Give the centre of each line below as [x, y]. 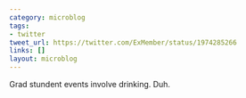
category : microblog [48, 17]
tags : [19, 26]
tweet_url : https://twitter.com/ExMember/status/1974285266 [123, 42]
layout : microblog [43, 59]
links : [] [28, 51]
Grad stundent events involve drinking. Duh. [90, 84]
